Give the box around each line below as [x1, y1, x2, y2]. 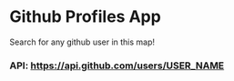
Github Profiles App [9, 6, 161, 27]
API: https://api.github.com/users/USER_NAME [9, 59, 225, 72]
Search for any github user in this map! [9, 36, 156, 47]
